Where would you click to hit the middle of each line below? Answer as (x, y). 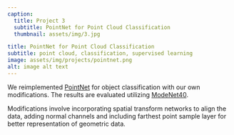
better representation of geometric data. (67, 124)
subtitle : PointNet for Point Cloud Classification (92, 27)
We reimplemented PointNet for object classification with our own (104, 87)
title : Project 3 (40, 21)
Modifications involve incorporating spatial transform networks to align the (117, 109)
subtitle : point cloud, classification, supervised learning (100, 54)
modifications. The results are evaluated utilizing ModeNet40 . (98, 94)
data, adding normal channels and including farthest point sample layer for (117, 116)
